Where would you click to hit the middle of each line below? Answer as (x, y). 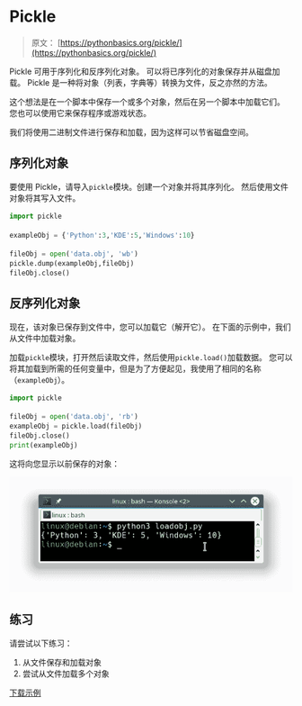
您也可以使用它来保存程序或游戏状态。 (80, 113)
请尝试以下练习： (41, 643)
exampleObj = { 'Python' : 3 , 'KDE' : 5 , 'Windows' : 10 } (102, 235)
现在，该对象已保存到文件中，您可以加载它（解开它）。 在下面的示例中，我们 (150, 327)
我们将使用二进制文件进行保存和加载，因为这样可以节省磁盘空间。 (131, 131)
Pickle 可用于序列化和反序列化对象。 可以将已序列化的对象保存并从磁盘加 (145, 71)
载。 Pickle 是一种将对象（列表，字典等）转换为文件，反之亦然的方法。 (141, 82)
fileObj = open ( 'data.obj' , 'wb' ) (74, 254)
